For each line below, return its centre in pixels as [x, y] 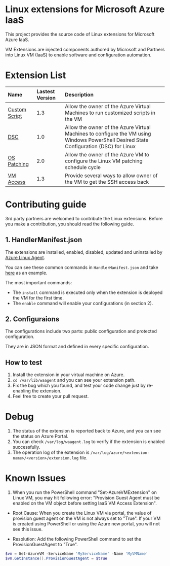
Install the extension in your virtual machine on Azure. [69, 375]
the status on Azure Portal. [40, 436]
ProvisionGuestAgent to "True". [45, 545]
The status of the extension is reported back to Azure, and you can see [87, 431]
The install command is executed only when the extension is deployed [88, 292]
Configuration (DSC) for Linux [100, 146]
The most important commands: [39, 282]
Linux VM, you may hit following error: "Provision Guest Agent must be [86, 498]
